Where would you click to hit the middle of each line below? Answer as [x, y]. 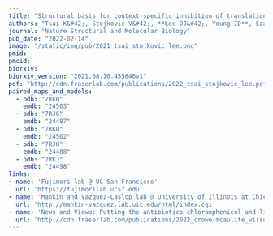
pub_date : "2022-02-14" [49, 39]
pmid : [17, 54]
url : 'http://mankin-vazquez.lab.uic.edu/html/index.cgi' [116, 204]
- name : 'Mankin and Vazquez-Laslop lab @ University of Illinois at [129, 197]
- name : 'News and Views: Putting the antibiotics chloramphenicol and [132, 212]
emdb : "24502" [47, 136]
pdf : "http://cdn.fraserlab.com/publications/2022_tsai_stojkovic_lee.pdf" [139, 84]
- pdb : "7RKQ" [39, 99]
